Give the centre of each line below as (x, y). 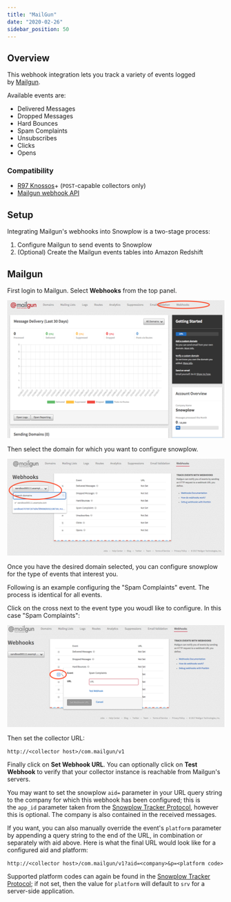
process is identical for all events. (55, 595)
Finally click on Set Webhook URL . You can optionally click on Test (102, 764)
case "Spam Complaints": (44, 616)
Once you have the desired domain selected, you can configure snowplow (113, 567)
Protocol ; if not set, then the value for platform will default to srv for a (106, 883)
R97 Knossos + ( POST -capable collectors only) (81, 186)
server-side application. (41, 891)
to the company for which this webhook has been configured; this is (104, 800)
